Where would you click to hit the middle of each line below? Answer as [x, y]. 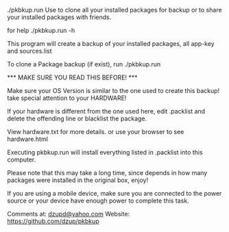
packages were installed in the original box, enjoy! [78, 180]
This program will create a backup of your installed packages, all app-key [111, 43]
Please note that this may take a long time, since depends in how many [107, 173]
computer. [22, 159]
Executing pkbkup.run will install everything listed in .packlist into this [105, 152]
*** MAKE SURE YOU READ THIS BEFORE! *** [73, 77]
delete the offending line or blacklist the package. [77, 118]
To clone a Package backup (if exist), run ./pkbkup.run [84, 64]
